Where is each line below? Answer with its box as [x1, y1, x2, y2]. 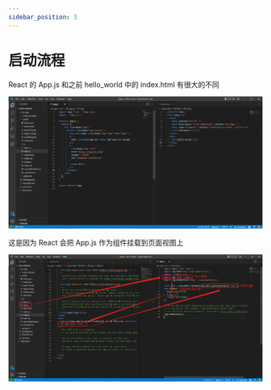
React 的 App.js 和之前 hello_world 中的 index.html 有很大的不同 [8, 79, 220, 89]
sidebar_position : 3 [8, 13, 78, 21]
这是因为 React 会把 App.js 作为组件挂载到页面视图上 [8, 237, 184, 247]
